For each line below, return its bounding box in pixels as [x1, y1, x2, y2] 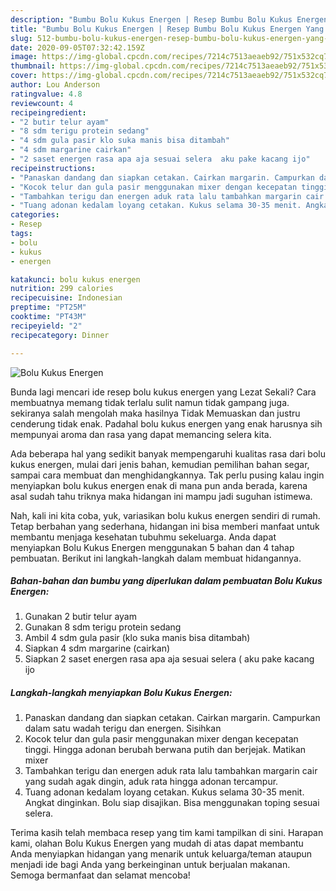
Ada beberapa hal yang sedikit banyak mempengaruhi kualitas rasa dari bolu [10, 447, 326, 460]
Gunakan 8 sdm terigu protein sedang [24, 621, 182, 633]
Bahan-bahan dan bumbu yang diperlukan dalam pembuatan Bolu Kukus [10, 575, 323, 587]
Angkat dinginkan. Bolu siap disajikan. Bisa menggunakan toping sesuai [24, 797, 320, 809]
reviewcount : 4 [10, 98, 74, 108]
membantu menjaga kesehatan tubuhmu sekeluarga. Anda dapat [10, 531, 277, 543]
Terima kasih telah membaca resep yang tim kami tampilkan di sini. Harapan [10, 827, 324, 839]
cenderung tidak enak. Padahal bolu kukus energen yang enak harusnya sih [10, 417, 323, 430]
